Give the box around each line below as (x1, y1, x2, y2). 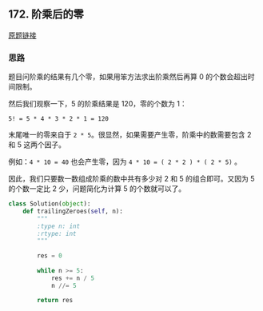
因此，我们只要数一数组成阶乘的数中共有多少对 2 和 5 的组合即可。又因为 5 (8, 174, 255, 184)
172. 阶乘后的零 (8, 7, 84, 22)
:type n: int (37, 222, 81, 230)
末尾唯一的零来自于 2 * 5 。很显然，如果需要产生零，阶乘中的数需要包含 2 (8, 130, 252, 140)
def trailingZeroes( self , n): (22, 207, 124, 215)
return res (37, 297, 74, 305)
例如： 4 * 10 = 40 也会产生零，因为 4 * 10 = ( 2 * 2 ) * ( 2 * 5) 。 (8, 157, 242, 166)
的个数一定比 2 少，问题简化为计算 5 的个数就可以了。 (8, 184, 186, 193)
